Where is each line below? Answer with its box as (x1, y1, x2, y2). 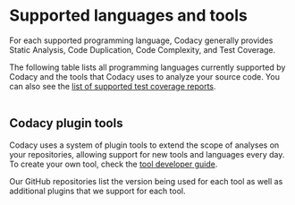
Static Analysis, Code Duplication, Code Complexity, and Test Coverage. (9, 44, 276, 55)
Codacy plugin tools (9, 115, 123, 131)
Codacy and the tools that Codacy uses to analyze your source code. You (9, 71, 280, 81)
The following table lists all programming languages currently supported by (9, 62, 286, 73)
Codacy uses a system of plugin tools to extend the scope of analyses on (9, 140, 280, 150)
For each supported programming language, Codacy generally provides (9, 35, 274, 46)
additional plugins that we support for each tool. (9, 185, 186, 196)
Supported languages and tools (9, 5, 249, 26)
